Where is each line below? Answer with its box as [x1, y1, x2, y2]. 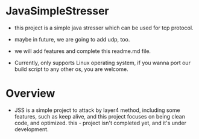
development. [14, 125, 49, 133]
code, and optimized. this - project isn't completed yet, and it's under [14, 119, 187, 126]
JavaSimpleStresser [5, 4, 109, 18]
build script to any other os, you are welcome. [14, 65, 128, 73]
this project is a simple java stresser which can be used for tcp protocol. [14, 24, 194, 31]
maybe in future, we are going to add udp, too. [14, 36, 130, 43]
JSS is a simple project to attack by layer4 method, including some [14, 107, 180, 114]
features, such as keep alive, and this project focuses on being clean [14, 113, 185, 120]
